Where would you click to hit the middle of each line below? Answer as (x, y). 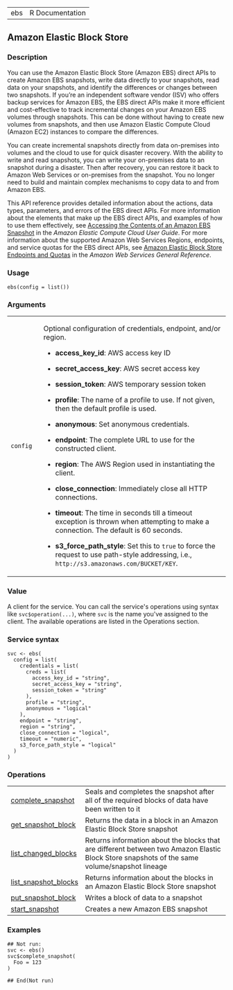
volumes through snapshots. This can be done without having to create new (116, 117)
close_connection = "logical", (65, 733)
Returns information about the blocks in (149, 878)
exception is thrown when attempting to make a (132, 522)
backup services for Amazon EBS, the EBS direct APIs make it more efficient (116, 102)
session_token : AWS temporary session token (131, 384)
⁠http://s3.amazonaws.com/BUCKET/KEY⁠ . (116, 564)
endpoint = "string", (51, 720)
